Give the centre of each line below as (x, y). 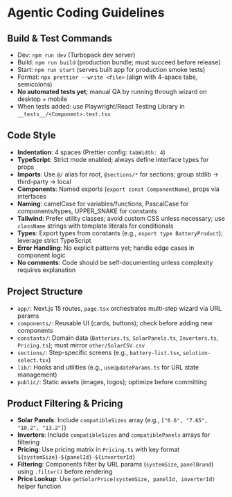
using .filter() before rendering (65, 471)
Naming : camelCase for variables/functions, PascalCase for (103, 204)
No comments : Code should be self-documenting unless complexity (115, 262)
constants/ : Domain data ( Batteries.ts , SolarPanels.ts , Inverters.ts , (118, 338)
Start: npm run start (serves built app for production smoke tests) (111, 70)
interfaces (32, 196)
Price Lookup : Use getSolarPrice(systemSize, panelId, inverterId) (116, 479)
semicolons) (35, 84)
